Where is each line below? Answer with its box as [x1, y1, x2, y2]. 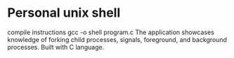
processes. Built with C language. [7, 43, 105, 51]
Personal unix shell [7, 5, 121, 21]
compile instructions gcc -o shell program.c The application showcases [7, 28, 214, 36]
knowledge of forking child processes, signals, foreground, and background [7, 35, 227, 43]
